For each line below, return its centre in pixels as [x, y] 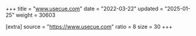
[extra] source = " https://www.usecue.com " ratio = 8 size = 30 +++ [89, 27]
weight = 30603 [36, 15]
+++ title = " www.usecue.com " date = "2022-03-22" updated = [85, 9]
